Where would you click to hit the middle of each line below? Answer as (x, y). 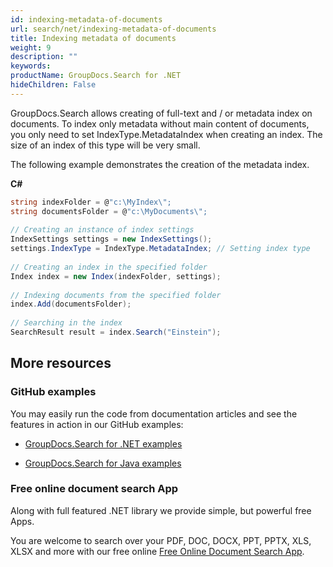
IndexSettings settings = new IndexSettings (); (111, 239)
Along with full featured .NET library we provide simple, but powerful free (161, 510)
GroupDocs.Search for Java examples (103, 463)
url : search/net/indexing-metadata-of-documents (113, 29)
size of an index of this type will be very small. (105, 145)
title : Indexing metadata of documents (93, 38)
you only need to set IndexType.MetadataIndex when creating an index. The (166, 134)
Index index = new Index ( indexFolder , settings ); (116, 276)
